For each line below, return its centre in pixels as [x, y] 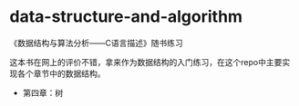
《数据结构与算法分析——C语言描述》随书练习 [97, 43]
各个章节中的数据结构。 [61, 73]
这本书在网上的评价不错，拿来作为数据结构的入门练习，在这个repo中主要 [146, 62]
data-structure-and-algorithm [126, 17]
